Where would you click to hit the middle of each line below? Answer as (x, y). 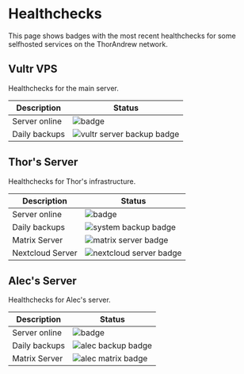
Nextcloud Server (45, 253)
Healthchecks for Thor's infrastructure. (72, 181)
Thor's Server (43, 162)
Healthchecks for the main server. (63, 88)
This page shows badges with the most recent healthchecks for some (122, 36)
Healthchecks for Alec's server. (59, 300)
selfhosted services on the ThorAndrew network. (88, 44)
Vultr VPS (33, 69)
